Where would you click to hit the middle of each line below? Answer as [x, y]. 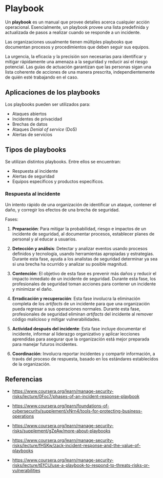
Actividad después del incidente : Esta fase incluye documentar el [79, 329]
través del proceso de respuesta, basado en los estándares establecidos [85, 358]
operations [23, 416]
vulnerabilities [26, 470]
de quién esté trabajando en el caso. [42, 77]
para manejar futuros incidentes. [45, 344]
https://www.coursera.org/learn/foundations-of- [61, 406]
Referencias [24, 379]
